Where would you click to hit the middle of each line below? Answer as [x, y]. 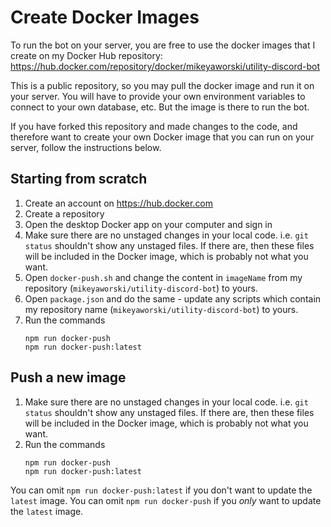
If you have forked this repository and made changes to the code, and [154, 126]
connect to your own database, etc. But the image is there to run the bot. [160, 107]
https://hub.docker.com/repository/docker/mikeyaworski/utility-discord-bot [165, 66]
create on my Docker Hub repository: [86, 55]
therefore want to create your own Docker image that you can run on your [162, 137]
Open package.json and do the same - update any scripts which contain [173, 298]
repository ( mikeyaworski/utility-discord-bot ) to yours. [141, 288]
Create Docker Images [105, 17]
